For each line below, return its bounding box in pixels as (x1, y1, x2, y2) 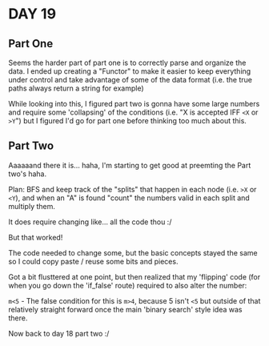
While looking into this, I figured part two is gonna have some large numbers (8, 99, 260, 108)
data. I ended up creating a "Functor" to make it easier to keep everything (8, 66, 251, 76)
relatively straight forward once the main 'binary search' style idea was (8, 304, 243, 314)
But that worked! (8, 232, 63, 242)
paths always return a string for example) (8, 83, 144, 93)
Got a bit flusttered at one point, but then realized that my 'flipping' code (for (8, 272, 261, 281)
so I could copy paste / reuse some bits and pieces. (8, 256, 179, 266)
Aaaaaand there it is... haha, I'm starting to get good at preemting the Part (8, 160, 251, 170)
